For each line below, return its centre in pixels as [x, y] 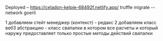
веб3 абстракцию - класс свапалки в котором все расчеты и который [82, 28]
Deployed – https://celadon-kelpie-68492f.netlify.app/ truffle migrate [78, 7]
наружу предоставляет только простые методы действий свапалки [79, 33]
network [14, 13]
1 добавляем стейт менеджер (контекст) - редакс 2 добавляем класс [81, 23]
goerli [30, 13]
